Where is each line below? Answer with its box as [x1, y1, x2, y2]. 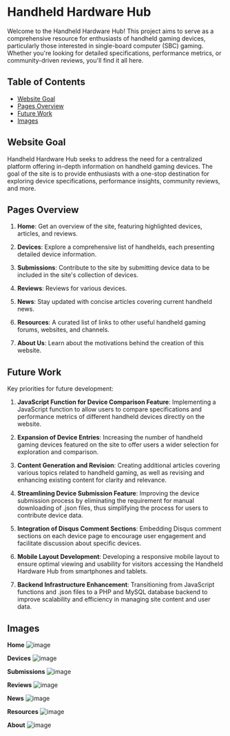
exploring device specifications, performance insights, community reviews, [7, 176, 220, 185]
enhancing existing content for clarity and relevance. [17, 476, 167, 484]
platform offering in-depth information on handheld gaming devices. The [7, 162, 213, 170]
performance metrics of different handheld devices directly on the [17, 413, 205, 421]
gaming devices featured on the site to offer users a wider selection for [17, 440, 219, 449]
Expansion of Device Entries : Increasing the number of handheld [17, 433, 203, 442]
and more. [7, 184, 36, 192]
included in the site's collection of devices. [17, 271, 139, 279]
